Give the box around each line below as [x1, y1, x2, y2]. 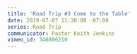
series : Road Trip [7, 23, 61, 30]
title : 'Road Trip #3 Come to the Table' [7, 10, 131, 18]
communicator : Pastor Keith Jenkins [7, 29, 115, 37]
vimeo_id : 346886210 [7, 36, 68, 43]
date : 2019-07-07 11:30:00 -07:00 [7, 17, 109, 24]
